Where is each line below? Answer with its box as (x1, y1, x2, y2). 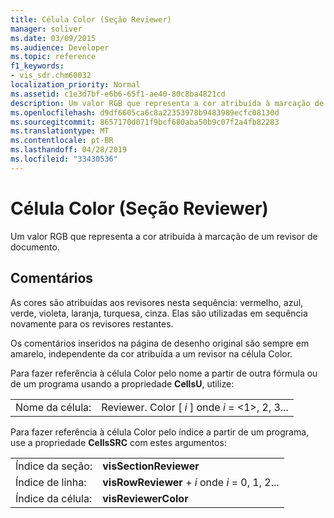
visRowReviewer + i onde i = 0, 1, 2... (102, 475, 280, 489)
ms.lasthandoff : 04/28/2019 (10, 145, 128, 155)
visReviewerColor (102, 491, 189, 505)
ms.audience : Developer (10, 42, 110, 53)
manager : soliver (10, 24, 83, 34)
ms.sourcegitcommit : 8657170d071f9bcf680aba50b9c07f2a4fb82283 (10, 117, 280, 127)
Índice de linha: (15, 475, 87, 489)
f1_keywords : (10, 61, 65, 71)
